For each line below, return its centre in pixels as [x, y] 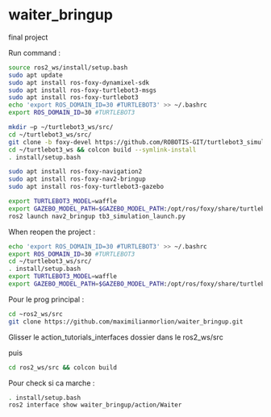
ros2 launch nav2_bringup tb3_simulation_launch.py [97, 216]
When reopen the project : [52, 231]
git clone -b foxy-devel [50, 142]
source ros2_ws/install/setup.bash [68, 67]
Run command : [35, 52]
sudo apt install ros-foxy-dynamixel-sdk [79, 82]
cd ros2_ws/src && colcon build [63, 367]
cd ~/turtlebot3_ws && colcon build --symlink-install [102, 150]
